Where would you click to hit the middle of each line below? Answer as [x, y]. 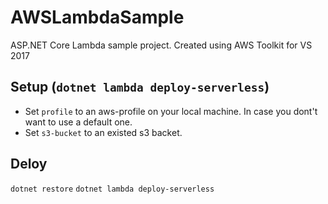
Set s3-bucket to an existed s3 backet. [103, 132]
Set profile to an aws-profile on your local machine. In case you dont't [171, 111]
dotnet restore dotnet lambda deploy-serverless [112, 189]
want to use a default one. [78, 122]
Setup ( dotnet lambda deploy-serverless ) [140, 87]
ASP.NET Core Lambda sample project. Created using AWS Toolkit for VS [161, 45]
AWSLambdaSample [97, 17]
